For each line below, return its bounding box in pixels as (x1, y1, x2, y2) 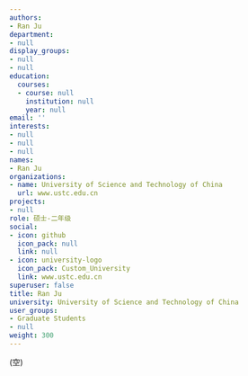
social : (9, 222, 39, 231)
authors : (9, 13, 42, 22)
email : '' (9, 113, 47, 122)
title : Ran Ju (9, 289, 63, 298)
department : (9, 30, 54, 39)
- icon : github (9, 230, 66, 239)
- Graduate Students (9, 314, 87, 324)
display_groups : (9, 47, 70, 56)
